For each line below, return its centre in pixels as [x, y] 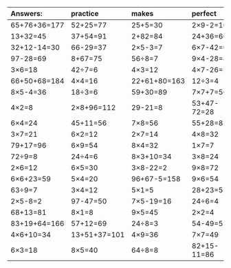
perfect [204, 13]
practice [85, 13]
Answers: [26, 13]
